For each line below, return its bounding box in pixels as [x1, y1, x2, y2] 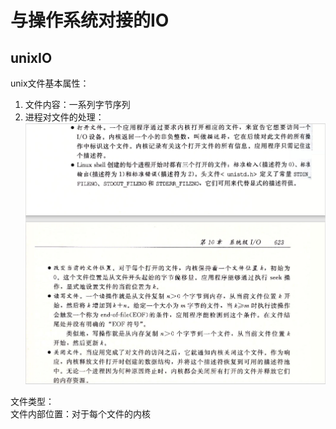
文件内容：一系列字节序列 [24, 99, 131, 110]
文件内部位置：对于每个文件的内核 [10, 407, 151, 420]
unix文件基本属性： [10, 77, 90, 89]
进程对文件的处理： [24, 111, 105, 123]
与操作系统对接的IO [10, 9, 170, 32]
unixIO [10, 49, 53, 66]
